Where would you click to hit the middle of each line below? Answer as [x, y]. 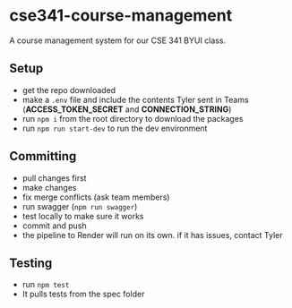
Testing [31, 263]
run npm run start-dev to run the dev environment [115, 128]
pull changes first [54, 178]
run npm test [46, 285]
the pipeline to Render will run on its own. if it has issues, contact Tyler [152, 235]
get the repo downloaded [69, 90]
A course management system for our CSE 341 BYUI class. [118, 40]
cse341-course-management [121, 16]
